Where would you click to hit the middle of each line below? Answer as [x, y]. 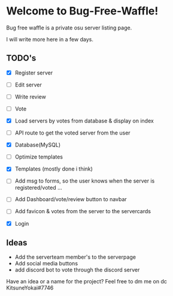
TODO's [21, 58]
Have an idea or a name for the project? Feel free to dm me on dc [87, 282]
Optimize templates [39, 157]
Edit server [28, 85]
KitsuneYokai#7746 [30, 288]
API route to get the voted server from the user [72, 133]
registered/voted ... [38, 188]
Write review [30, 97]
